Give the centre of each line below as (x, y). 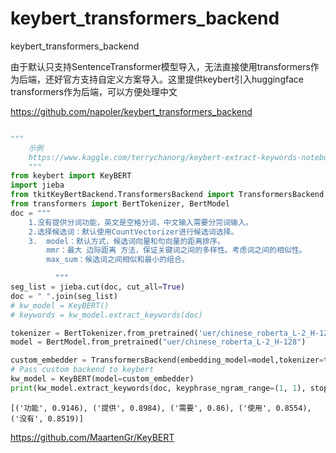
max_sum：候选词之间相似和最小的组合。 (118, 260)
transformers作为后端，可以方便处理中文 (94, 91)
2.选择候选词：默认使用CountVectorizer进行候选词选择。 (133, 232)
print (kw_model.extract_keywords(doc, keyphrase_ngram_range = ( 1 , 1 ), (158, 388)
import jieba (37, 185)
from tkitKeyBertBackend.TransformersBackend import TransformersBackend (167, 195)
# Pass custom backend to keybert (82, 370)
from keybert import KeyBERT (71, 176)
